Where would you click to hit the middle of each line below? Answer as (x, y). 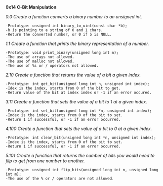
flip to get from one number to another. (45, 161)
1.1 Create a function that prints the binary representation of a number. (78, 44)
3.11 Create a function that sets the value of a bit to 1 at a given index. (76, 102)
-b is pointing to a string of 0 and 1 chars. (54, 30)
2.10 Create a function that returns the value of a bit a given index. (73, 75)
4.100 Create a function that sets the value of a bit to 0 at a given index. (79, 129)
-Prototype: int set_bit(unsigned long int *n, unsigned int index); (79, 111)
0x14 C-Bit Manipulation (31, 7)
